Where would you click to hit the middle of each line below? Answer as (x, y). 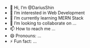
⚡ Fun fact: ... (23, 41)
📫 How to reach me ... (32, 29)
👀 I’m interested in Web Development (47, 13)
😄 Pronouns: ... (26, 36)
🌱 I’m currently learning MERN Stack (46, 18)
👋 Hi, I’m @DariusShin (32, 8)
